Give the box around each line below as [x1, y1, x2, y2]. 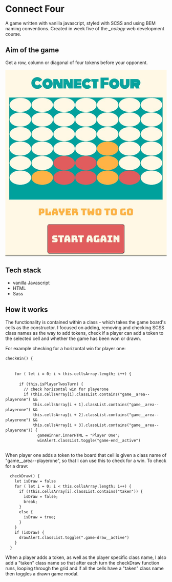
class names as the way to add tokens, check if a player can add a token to [5, 330, 164, 336]
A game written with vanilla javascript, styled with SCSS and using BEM [5, 20, 156, 26]
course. [5, 31, 21, 37]
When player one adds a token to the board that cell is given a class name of [5, 452, 167, 458]
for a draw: [5, 463, 29, 469]
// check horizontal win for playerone [24, 387, 109, 392]
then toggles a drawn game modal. [5, 570, 79, 577]
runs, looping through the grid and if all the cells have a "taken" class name [5, 565, 164, 571]
